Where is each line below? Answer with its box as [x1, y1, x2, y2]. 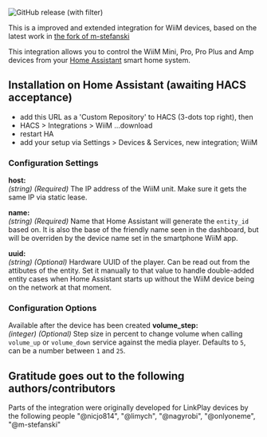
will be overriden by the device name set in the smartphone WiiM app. [8, 234, 238, 243]
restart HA [19, 128, 54, 139]
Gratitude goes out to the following [8, 369, 185, 383]
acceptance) [8, 91, 73, 104]
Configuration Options [8, 303, 97, 314]
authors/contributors [8, 381, 116, 395]
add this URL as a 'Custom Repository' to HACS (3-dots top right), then [19, 112, 253, 121]
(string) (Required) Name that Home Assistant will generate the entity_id [8, 216, 249, 226]
